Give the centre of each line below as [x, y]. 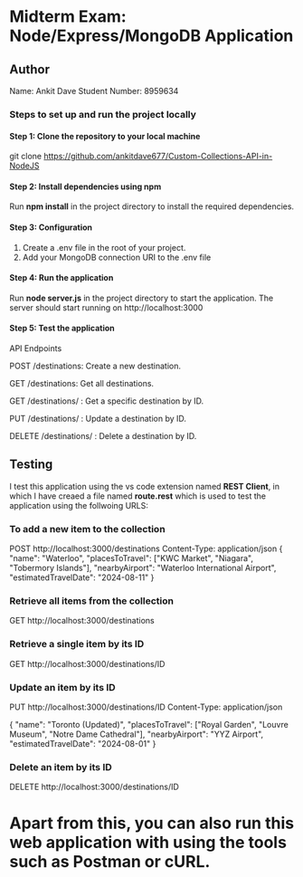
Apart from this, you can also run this [152, 823]
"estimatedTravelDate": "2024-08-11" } [82, 577]
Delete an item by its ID [61, 767]
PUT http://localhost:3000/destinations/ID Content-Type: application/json [146, 707]
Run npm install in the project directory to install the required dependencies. [152, 206]
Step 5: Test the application [62, 329]
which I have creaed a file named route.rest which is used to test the [138, 496]
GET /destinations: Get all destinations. [82, 383]
